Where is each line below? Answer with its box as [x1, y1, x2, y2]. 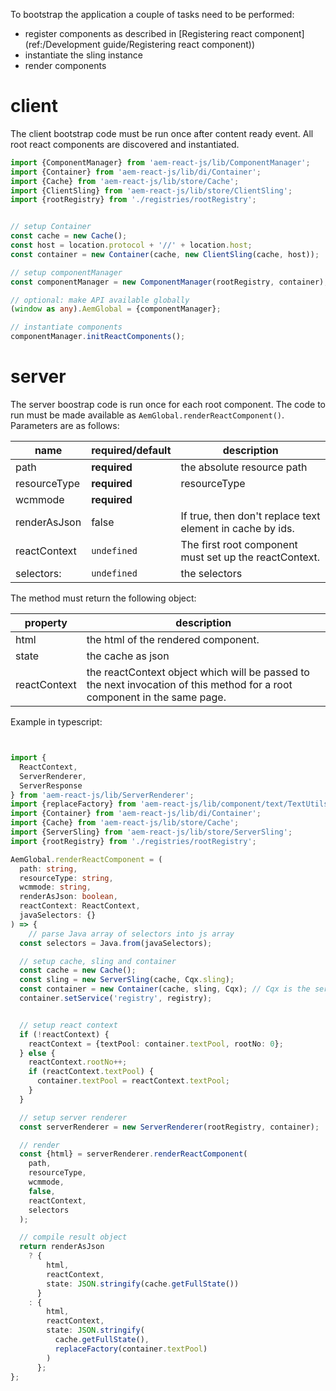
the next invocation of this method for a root [86, 678, 293, 691]
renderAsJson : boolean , [19, 892, 118, 902]
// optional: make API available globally [10, 295, 190, 305]
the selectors [180, 567, 243, 580]
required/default [91, 444, 172, 457]
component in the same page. [86, 690, 227, 704]
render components [24, 60, 107, 71]
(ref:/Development [24, 39, 101, 50]
